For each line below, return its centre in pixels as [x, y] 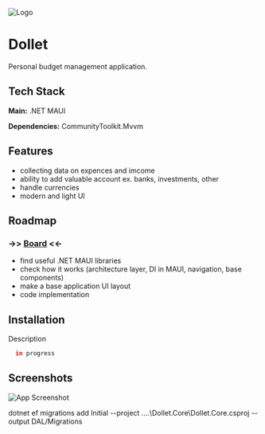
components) [42, 278]
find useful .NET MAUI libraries [70, 261]
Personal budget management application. [78, 66]
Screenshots [41, 378]
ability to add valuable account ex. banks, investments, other [119, 178]
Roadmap [33, 220]
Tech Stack [37, 92]
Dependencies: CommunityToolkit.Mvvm [76, 126]
